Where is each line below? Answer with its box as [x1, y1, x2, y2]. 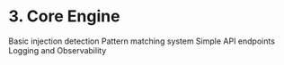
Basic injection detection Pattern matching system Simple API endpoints [8, 36, 276, 46]
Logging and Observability [8, 45, 107, 55]
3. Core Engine [8, 6, 120, 27]
